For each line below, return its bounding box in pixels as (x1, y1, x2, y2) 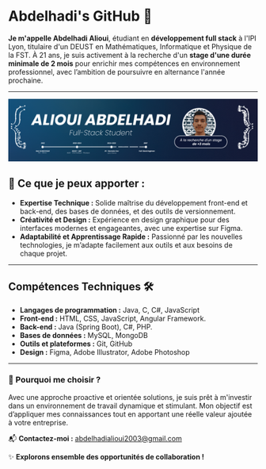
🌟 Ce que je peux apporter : (8, 177, 145, 190)
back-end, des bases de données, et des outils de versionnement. (19, 206, 236, 216)
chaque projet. (19, 248, 68, 258)
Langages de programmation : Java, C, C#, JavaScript (19, 305, 200, 314)
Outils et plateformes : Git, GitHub (19, 339, 133, 348)
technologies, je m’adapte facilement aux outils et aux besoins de (19, 240, 234, 249)
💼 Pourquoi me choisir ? (8, 375, 101, 386)
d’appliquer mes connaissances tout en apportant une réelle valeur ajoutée (8, 409, 253, 419)
